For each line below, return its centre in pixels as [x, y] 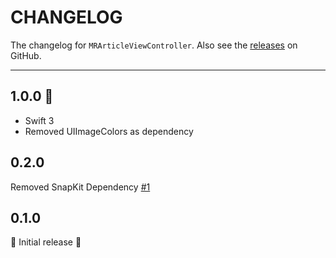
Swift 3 [39, 120]
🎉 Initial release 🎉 [46, 242]
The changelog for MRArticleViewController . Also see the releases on [154, 45]
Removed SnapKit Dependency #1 [80, 187]
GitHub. [26, 55]
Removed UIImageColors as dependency [109, 131]
